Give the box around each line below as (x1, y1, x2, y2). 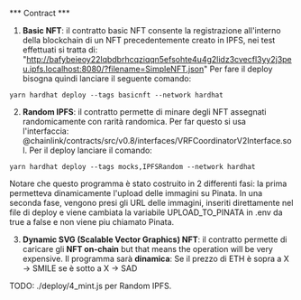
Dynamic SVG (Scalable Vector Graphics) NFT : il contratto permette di (22, 234, 287, 245)
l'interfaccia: (22, 126, 69, 136)
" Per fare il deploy (203, 63, 273, 74)
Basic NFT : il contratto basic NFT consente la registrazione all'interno (22, 25, 281, 35)
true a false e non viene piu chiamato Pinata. (9, 217, 175, 227)
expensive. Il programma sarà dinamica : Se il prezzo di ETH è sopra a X (22, 253, 290, 264)
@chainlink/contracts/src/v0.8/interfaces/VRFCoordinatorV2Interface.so (22, 136, 292, 145)
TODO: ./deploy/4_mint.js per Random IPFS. (9, 280, 172, 291)
